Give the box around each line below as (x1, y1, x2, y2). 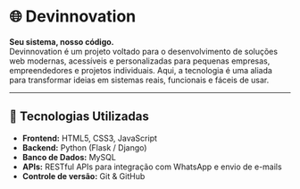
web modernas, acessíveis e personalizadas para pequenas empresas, (9, 56, 271, 66)
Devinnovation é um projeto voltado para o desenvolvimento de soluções (9, 46, 279, 56)
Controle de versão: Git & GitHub (21, 170, 146, 181)
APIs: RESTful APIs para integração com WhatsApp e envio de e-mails (21, 161, 283, 172)
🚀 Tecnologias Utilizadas (9, 109, 149, 125)
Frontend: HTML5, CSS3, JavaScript (21, 133, 158, 143)
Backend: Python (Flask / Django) (21, 142, 147, 153)
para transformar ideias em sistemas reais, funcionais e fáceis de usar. (9, 74, 270, 85)
